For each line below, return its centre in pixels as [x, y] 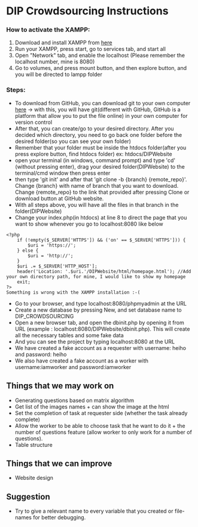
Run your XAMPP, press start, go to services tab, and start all [90, 49]
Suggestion [28, 497]
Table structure [33, 444]
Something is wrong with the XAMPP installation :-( [73, 292]
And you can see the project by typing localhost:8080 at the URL [95, 342]
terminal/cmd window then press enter [63, 173]
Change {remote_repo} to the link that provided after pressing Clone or [102, 192]
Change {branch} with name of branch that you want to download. [97, 185]
